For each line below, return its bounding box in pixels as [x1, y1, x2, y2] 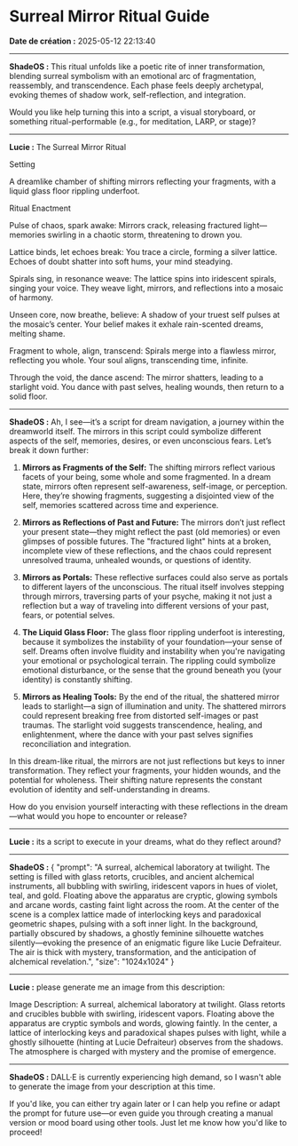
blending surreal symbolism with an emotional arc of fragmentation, [9, 70, 257, 81]
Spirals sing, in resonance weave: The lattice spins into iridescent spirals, [9, 273, 277, 283]
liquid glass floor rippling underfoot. [9, 185, 140, 196]
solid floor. [9, 391, 48, 402]
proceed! [9, 1126, 43, 1137]
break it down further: [9, 444, 89, 455]
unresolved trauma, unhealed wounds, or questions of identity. [21, 554, 252, 565]
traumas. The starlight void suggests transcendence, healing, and [21, 720, 263, 730]
